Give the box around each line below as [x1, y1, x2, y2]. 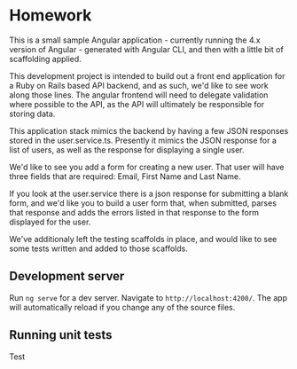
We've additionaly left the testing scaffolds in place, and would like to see [9, 233, 277, 244]
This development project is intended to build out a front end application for [9, 70, 285, 81]
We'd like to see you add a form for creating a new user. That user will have [9, 161, 285, 172]
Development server [9, 269, 125, 284]
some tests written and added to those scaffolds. [9, 243, 188, 254]
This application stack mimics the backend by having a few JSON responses [9, 125, 289, 136]
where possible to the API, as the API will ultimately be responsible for [9, 98, 264, 109]
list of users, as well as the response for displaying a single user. [9, 144, 245, 155]
